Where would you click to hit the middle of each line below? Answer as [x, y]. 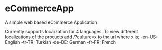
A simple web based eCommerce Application [51, 22]
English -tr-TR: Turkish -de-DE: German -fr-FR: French [61, 42]
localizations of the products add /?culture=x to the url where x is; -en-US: [81, 37]
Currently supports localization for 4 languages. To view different [72, 31]
